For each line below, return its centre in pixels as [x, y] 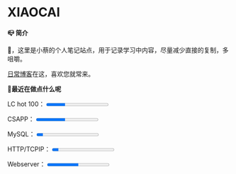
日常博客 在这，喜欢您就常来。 [51, 74]
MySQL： [21, 134]
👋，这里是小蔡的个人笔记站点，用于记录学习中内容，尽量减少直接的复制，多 [118, 50]
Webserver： [27, 164]
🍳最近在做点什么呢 [34, 88]
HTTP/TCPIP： [29, 149]
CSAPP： [21, 119]
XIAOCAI [34, 12]
